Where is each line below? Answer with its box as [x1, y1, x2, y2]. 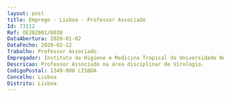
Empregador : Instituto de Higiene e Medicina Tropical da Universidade [7, 55, 217, 61]
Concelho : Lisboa [7, 73, 57, 81]
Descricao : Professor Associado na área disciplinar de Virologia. [7, 61, 205, 68]
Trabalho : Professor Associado [7, 48, 97, 55]
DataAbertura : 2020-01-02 [7, 36, 81, 42]
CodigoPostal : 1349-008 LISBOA [7, 67, 97, 74]
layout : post [7, 10, 45, 17]
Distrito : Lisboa [7, 80, 57, 87]
